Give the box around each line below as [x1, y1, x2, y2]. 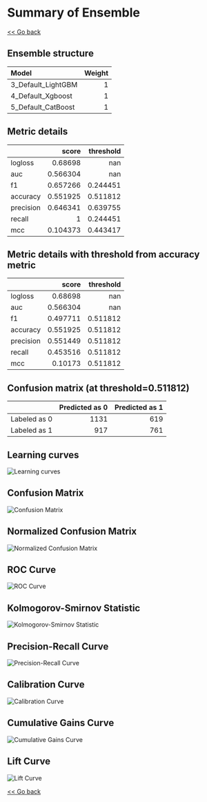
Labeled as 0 [10, 414, 53, 424]
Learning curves [7, 449, 79, 460]
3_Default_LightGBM [10, 79, 78, 89]
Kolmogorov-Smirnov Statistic [7, 602, 141, 614]
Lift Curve [7, 756, 50, 767]
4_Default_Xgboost [10, 91, 72, 101]
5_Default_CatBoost [10, 102, 75, 112]
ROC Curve [7, 564, 57, 576]
